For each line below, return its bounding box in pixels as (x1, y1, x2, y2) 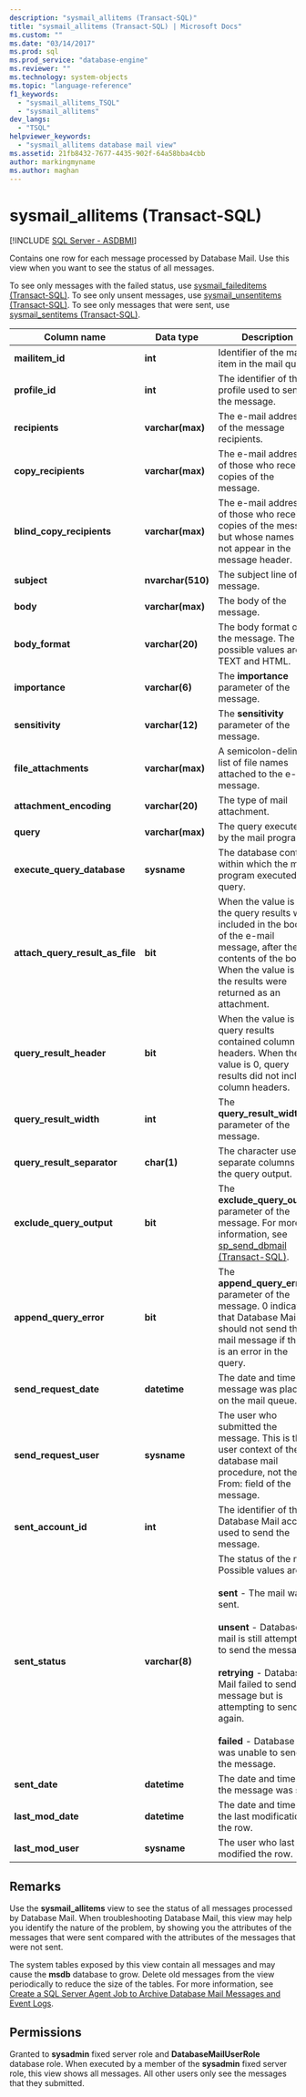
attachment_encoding (14, 799, 112, 812)
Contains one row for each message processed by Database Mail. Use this (9, 252, 290, 264)
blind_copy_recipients (14, 525, 112, 538)
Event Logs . (9, 1998, 55, 2010)
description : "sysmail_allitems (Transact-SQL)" (9, 13, 198, 23)
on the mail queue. (218, 1394, 298, 1407)
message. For (218, 1217, 276, 1229)
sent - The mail (218, 1587, 285, 1599)
